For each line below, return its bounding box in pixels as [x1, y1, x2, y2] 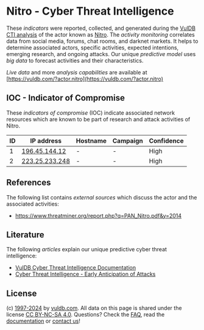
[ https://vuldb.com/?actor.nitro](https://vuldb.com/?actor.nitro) [6, 75, 163, 82]
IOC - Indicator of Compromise [6, 93, 125, 103]
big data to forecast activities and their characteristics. [6, 57, 144, 64]
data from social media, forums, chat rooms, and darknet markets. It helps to [6, 37, 199, 45]
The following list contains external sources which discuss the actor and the [6, 193, 197, 201]
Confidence [149, 136, 184, 145]
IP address [30, 136, 62, 145]
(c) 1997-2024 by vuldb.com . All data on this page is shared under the [6, 304, 182, 312]
